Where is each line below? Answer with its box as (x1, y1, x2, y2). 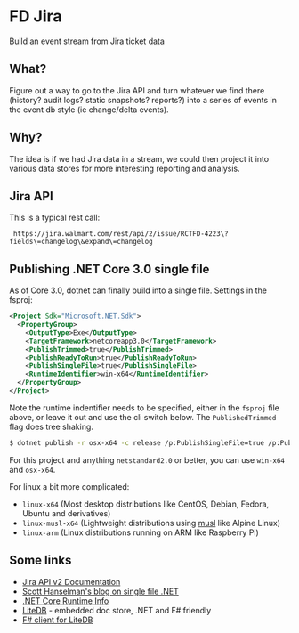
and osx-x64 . (9, 464, 56, 475)
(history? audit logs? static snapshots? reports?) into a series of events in (9, 94, 278, 105)
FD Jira (9, 6, 62, 27)
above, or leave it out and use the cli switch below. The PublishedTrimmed (9, 411, 277, 422)
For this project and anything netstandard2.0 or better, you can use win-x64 (9, 454, 286, 465)
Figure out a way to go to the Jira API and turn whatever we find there (9, 85, 265, 95)
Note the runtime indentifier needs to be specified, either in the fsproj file (9, 402, 280, 413)
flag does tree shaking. (9, 421, 93, 432)
